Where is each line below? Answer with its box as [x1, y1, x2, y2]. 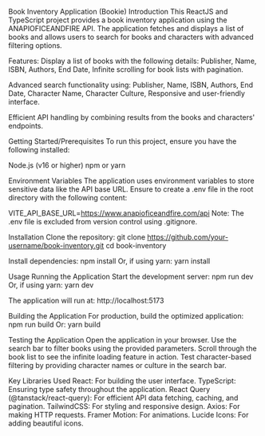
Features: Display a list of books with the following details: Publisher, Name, [8, 56, 257, 65]
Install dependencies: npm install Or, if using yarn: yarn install [8, 256, 211, 266]
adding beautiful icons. [8, 418, 84, 428]
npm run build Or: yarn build [8, 319, 101, 329]
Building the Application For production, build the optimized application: [8, 311, 244, 320]
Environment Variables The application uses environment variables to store [8, 176, 255, 185]
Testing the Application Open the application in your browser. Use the [8, 335, 237, 344]
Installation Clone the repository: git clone [8, 232, 146, 242]
